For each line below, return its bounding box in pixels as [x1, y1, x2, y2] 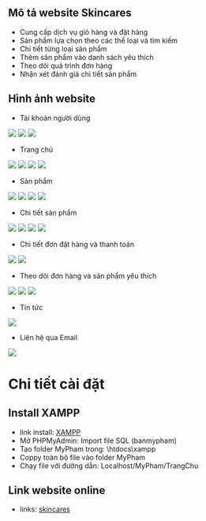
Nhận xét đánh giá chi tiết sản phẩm [19, 69, 137, 78]
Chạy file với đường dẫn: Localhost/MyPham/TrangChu [19, 461, 199, 470]
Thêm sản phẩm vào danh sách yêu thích [19, 52, 154, 62]
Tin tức [19, 302, 43, 312]
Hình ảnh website [8, 92, 96, 106]
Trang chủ [19, 144, 54, 154]
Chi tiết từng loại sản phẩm [19, 43, 107, 54]
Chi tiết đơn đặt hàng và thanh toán [19, 239, 135, 249]
